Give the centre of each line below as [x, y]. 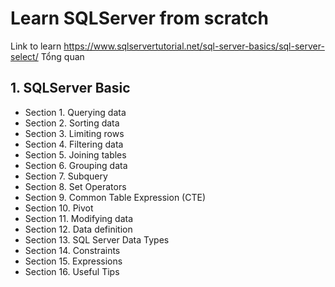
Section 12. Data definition [78, 229]
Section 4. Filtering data [74, 144]
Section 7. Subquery [66, 176]
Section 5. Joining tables [75, 154]
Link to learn [36, 46]
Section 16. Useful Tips [72, 271]
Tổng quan [62, 56]
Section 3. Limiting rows [74, 133]
